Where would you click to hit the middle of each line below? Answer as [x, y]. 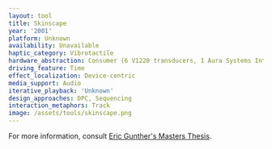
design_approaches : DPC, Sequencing [70, 98]
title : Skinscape [38, 23]
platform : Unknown [39, 38]
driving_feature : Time [47, 68]
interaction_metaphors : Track [59, 106]
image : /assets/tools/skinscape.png [70, 114]
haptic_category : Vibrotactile [61, 53]
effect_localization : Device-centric [72, 76]
